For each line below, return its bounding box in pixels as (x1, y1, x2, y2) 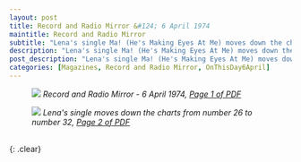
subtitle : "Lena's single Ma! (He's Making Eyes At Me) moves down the (9, 38, 282, 47)
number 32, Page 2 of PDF (31, 116, 131, 127)
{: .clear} (9, 143, 42, 154)
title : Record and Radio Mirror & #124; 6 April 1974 (9, 21, 211, 30)
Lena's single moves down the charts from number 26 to (42, 107, 253, 117)
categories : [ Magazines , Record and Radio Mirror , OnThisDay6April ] (9, 64, 271, 72)
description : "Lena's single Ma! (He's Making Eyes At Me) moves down (9, 47, 279, 55)
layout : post (9, 13, 58, 22)
